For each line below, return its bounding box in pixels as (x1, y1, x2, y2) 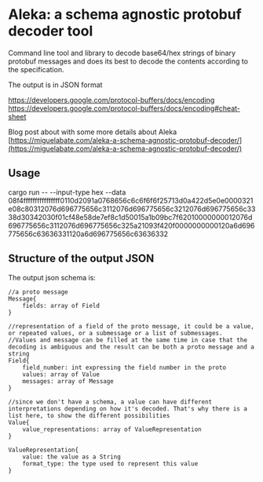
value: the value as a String (22, 453, 122, 461)
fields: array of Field (22, 301, 100, 309)
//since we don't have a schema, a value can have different (8, 398, 213, 406)
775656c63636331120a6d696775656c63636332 (8, 229, 169, 239)
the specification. (8, 64, 64, 74)
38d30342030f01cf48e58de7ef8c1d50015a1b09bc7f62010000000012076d (8, 212, 253, 221)
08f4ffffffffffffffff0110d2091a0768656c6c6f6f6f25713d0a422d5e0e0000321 (8, 195, 254, 205)
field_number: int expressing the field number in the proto (22, 363, 226, 371)
